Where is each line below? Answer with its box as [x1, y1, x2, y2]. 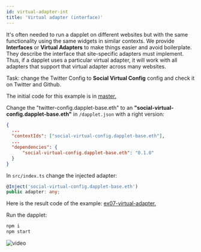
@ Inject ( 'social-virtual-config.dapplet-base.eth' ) [6, 184, 138, 190]
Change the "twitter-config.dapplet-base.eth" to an [6, 104, 133, 111]
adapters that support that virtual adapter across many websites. [6, 62, 166, 70]
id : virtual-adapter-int [6, 8, 68, 15]
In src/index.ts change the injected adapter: [6, 172, 117, 179]
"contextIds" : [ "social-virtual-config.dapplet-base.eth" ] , [11, 133, 165, 139]
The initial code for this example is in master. [6, 92, 117, 100]
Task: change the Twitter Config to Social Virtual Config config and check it [6, 74, 195, 82]
